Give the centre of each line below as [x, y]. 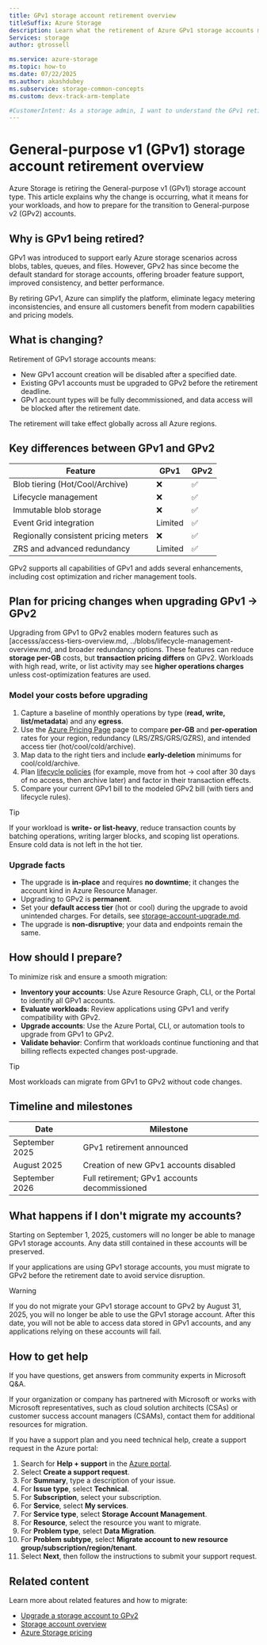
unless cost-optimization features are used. [80, 675]
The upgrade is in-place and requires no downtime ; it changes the [130, 882]
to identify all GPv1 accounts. [68, 1000]
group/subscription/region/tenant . [79, 1548]
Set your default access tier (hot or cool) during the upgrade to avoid [134, 907]
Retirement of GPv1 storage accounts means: [83, 359]
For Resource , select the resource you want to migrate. [111, 1523]
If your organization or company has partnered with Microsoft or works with [133, 1399]
